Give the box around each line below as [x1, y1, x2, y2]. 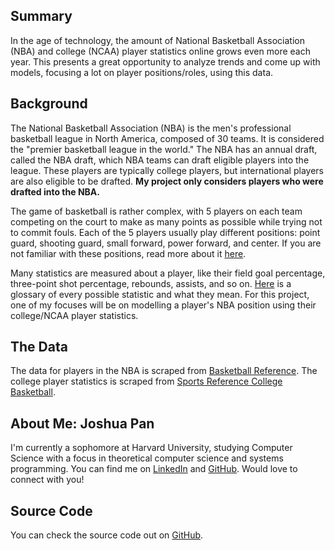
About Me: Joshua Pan [10, 415, 155, 432]
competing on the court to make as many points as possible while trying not [10, 215, 323, 228]
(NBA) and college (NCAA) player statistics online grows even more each [10, 45, 311, 57]
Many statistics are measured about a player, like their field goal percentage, [10, 267, 326, 279]
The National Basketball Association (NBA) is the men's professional [10, 122, 292, 134]
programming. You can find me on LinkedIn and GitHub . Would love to [10, 463, 298, 475]
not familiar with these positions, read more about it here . [10, 247, 247, 259]
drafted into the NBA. [10, 185, 100, 198]
